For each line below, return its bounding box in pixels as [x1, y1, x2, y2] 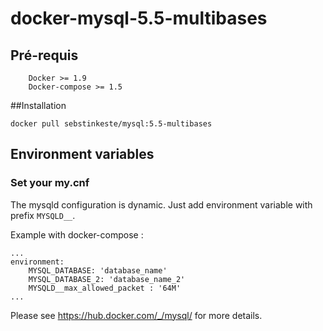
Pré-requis [10, 47, 79, 64]
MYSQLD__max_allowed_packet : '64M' [28, 283, 182, 293]
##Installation [10, 100, 67, 111]
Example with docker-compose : [10, 228, 144, 241]
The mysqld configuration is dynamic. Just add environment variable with [10, 198, 313, 211]
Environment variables [10, 146, 155, 163]
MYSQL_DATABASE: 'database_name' [28, 265, 168, 276]
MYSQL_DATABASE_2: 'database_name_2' [28, 274, 186, 284]
